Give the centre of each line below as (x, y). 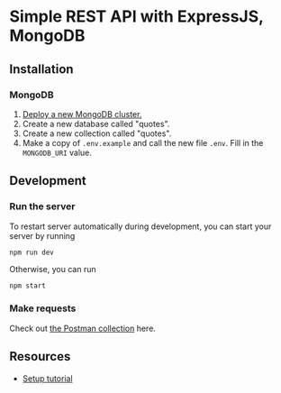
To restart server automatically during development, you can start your (140, 226)
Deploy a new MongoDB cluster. (82, 114)
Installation (41, 69)
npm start (28, 286)
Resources (40, 356)
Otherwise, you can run (53, 269)
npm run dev (32, 252)
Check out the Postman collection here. (82, 328)
